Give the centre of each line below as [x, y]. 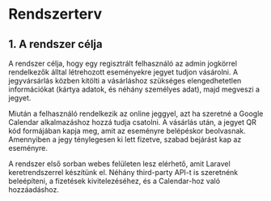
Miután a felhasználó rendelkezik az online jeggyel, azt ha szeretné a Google [136, 113]
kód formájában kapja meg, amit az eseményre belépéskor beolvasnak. [127, 131]
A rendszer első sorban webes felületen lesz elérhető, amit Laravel [119, 164]
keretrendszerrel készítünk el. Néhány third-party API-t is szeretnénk [123, 172]
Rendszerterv [55, 14]
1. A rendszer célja [55, 44]
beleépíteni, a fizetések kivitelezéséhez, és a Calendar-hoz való [114, 181]
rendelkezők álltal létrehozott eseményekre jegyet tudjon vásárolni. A [123, 72]
